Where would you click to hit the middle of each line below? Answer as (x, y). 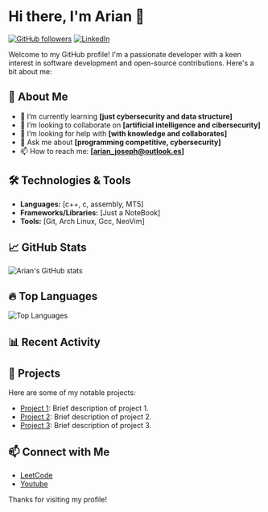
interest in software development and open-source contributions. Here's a (132, 63)
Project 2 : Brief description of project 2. (86, 417)
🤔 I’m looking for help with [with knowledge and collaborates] (124, 133)
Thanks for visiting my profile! (58, 500)
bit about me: (30, 71)
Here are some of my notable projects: (72, 393)
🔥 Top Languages (53, 296)
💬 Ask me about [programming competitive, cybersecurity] (120, 142)
